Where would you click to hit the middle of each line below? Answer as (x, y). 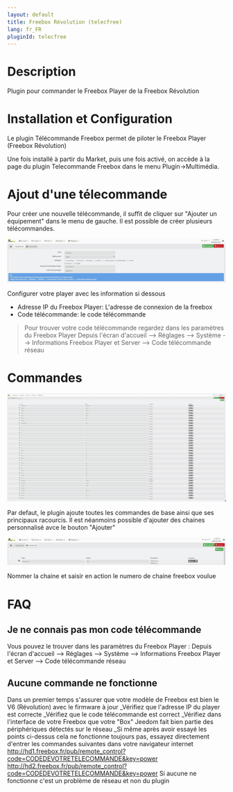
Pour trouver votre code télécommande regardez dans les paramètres (124, 328)
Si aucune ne (178, 773)
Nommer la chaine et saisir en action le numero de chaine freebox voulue (112, 576)
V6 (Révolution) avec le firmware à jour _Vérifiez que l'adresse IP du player (114, 707)
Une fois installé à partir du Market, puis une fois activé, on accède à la (109, 159)
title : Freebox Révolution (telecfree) (65, 22)
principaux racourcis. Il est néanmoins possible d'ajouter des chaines (106, 520)
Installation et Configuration (90, 119)
